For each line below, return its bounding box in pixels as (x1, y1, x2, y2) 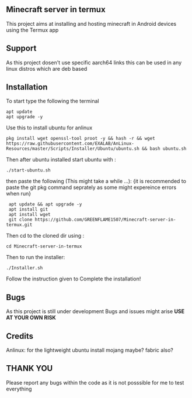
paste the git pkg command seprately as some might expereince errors (6, 184, 177, 191)
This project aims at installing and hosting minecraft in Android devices (6, 20, 177, 27)
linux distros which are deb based (6, 65, 88, 72)
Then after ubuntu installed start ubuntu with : (6, 156, 117, 163)
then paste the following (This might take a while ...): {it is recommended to (6, 178, 187, 185)
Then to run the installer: (6, 254, 65, 261)
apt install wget (8, 212, 51, 218)
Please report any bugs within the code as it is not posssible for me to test (6, 379, 184, 386)
